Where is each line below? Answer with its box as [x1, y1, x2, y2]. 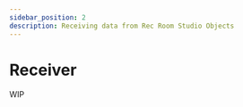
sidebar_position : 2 [9, 12, 87, 22]
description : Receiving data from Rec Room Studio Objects [9, 21, 235, 30]
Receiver [9, 60, 77, 80]
